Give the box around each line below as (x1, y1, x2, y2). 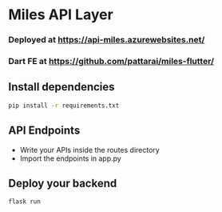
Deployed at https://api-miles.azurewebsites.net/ (8, 34, 205, 46)
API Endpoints (8, 124, 81, 138)
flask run (8, 198, 42, 206)
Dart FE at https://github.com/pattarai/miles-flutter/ (8, 56, 214, 67)
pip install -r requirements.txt (8, 102, 120, 110)
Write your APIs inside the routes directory (19, 145, 160, 154)
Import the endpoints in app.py (19, 154, 121, 163)
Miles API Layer (8, 6, 113, 24)
